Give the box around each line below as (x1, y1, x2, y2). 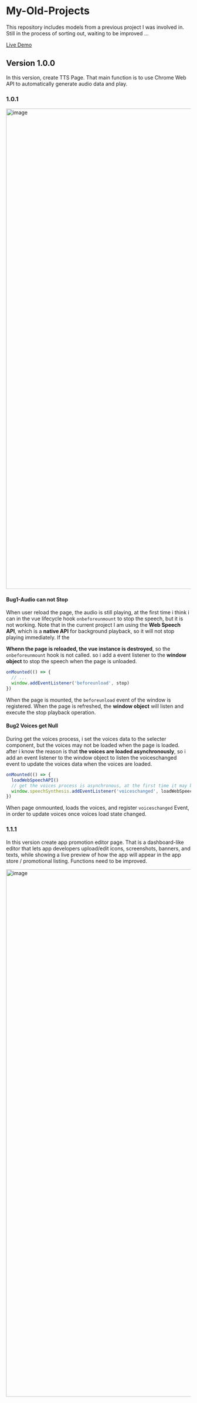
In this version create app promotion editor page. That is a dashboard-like (6, 839, 184, 846)
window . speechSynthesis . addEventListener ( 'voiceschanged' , (11, 788, 159, 794)
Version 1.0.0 (6, 58, 56, 68)
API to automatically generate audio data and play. (6, 80, 128, 87)
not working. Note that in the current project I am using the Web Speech (6, 621, 181, 629)
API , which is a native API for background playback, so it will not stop (6, 628, 175, 635)
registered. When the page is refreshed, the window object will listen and (6, 702, 184, 710)
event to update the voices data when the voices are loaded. (6, 760, 152, 767)
